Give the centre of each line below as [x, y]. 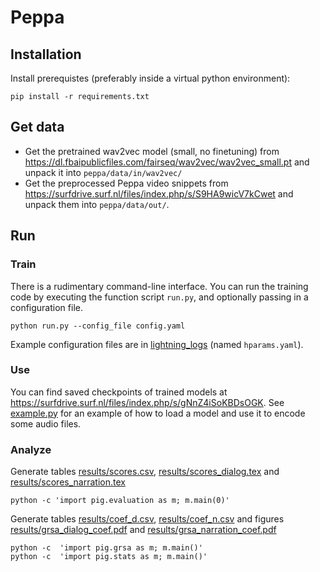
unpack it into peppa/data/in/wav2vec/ [103, 172]
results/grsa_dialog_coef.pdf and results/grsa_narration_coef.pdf [143, 530]
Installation [46, 54]
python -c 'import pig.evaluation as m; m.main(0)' [120, 501]
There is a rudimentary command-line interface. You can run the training [159, 286]
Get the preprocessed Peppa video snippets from [126, 183]
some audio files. [46, 423]
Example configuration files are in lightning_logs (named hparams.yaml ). [157, 344]
